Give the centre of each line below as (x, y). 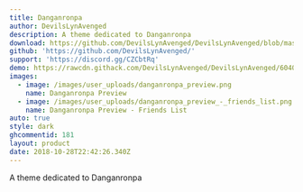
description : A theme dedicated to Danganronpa (101, 34)
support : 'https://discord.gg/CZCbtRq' (84, 59)
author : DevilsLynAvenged (58, 26)
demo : (19, 69)
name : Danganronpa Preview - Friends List (106, 110)
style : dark (32, 127)
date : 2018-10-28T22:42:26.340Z (70, 151)
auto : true (30, 118)
